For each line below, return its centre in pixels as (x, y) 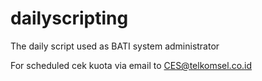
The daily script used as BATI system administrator (115, 46)
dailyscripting (69, 18)
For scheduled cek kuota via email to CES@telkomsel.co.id (131, 65)
